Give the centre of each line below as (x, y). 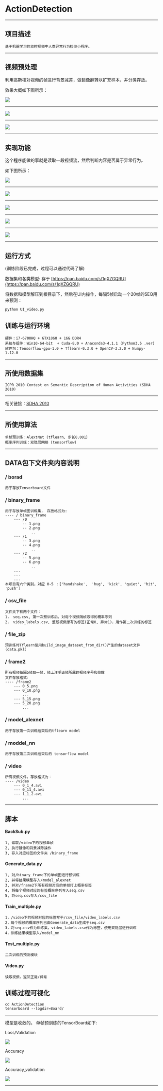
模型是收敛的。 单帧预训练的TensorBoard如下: (51, 1023)
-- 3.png (31, 541)
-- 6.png (31, 562)
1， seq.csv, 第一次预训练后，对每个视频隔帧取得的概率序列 (59, 617)
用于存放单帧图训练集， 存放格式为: (36, 511)
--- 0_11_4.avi (29, 790)
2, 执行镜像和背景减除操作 (28, 848)
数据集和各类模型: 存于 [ (29, 279)
